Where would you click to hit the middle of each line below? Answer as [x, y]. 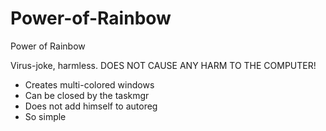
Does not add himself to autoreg [91, 106]
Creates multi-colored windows [89, 84]
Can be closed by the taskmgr [87, 95]
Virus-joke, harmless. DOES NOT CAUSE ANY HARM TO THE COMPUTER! [163, 65]
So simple [45, 116]
